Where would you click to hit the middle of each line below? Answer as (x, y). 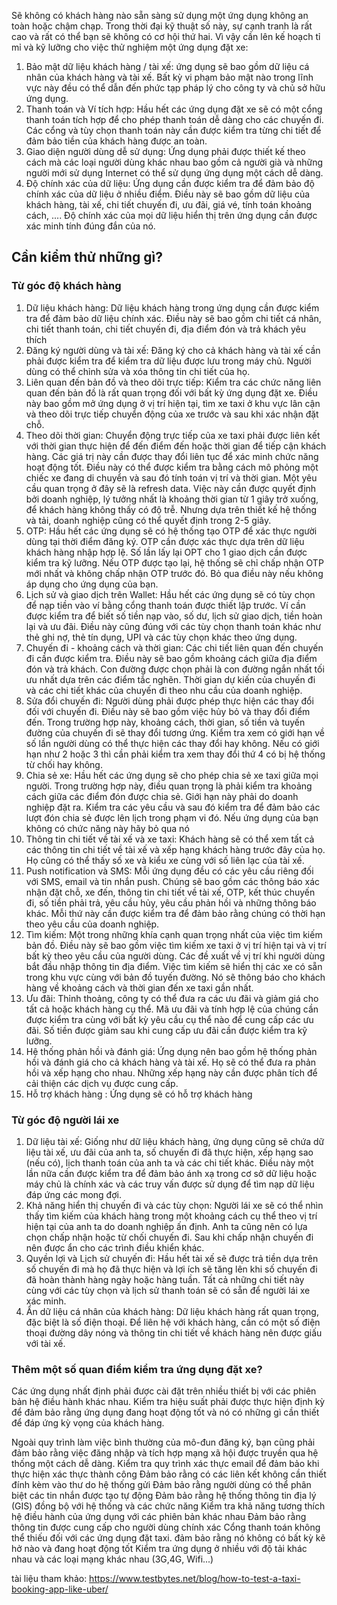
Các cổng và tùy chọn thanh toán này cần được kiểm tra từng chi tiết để (173, 130)
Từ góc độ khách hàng (66, 286)
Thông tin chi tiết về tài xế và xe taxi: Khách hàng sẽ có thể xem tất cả (170, 839)
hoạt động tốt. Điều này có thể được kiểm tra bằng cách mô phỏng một (172, 467)
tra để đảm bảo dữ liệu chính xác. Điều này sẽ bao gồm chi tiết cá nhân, (173, 318)
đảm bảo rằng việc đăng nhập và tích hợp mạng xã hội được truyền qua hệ (165, 1453)
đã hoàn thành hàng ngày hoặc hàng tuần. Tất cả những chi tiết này (165, 1279)
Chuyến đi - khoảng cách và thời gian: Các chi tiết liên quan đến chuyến (174, 647)
